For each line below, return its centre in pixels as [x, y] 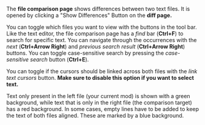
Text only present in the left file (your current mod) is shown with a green [99, 96]
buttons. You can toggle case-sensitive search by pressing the [85, 53]
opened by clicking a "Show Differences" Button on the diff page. [89, 15]
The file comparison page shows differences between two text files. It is [98, 9]
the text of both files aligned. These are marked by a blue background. [95, 116]
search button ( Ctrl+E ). [60, 59]
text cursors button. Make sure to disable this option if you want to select [100, 78]
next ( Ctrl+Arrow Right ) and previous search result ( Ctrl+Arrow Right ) [96, 46]
